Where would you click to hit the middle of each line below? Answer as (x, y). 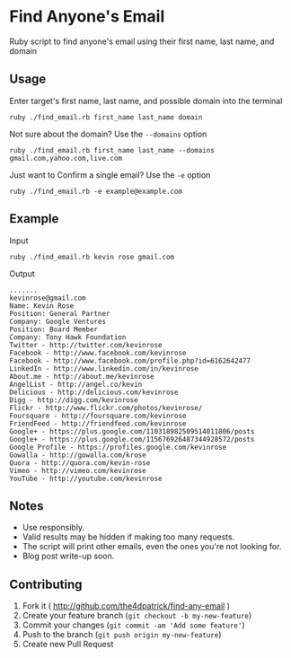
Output (22, 273)
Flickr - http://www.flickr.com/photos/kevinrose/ (106, 408)
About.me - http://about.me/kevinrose (82, 376)
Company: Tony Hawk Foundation (68, 337)
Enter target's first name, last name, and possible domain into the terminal (146, 101)
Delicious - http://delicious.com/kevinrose (94, 392)
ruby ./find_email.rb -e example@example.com (96, 191)
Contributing (46, 584)
